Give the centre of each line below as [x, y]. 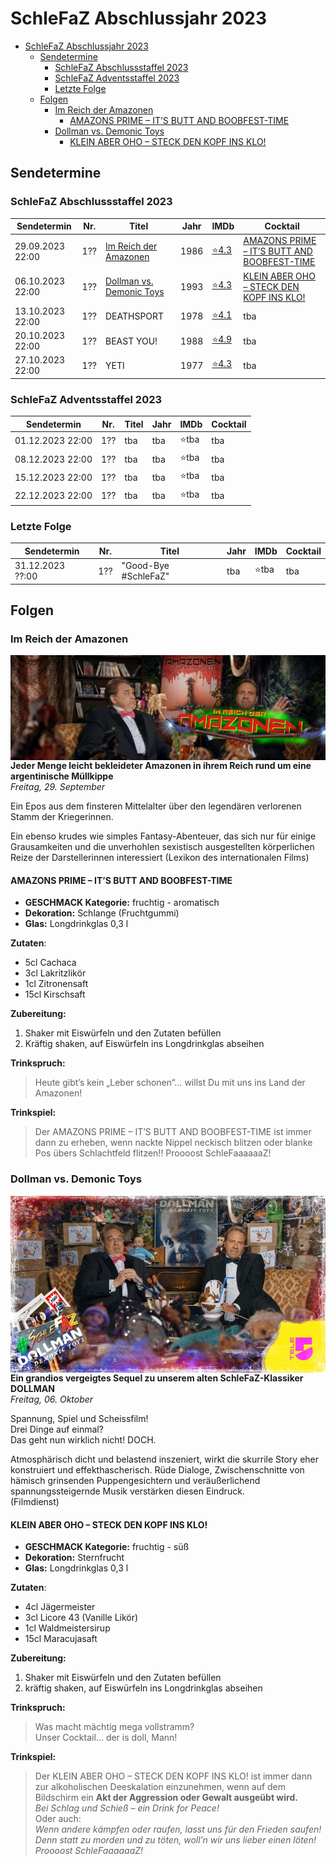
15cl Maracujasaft [61, 1639]
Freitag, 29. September [58, 787]
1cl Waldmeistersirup [67, 1628]
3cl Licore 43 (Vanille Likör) [81, 1618]
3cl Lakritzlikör [55, 973]
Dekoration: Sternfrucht [74, 1558]
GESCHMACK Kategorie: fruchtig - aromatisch [122, 903]
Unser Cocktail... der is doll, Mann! [106, 1738]
